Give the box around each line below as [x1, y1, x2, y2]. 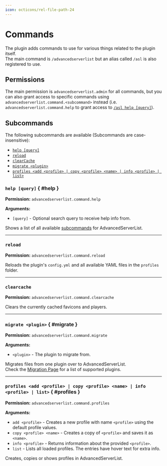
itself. [5, 50, 16, 56]
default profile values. [12, 424, 57, 430]
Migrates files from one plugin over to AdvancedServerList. [5, 361, 127, 367]
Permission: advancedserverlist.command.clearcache [5, 294, 114, 300]
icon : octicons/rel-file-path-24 [5, 7, 75, 12]
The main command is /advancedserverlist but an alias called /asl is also [5, 56, 157, 62]
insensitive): [5, 137, 30, 143]
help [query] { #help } [5, 185, 59, 192]
